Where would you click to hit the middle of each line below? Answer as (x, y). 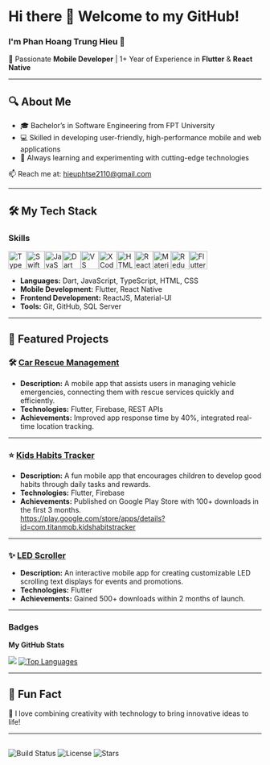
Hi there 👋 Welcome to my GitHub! (124, 17)
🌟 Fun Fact (35, 694)
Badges (23, 627)
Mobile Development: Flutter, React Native (91, 289)
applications (40, 149)
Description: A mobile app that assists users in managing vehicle (128, 383)
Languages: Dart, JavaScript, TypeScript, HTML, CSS (109, 281)
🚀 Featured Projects (59, 339)
